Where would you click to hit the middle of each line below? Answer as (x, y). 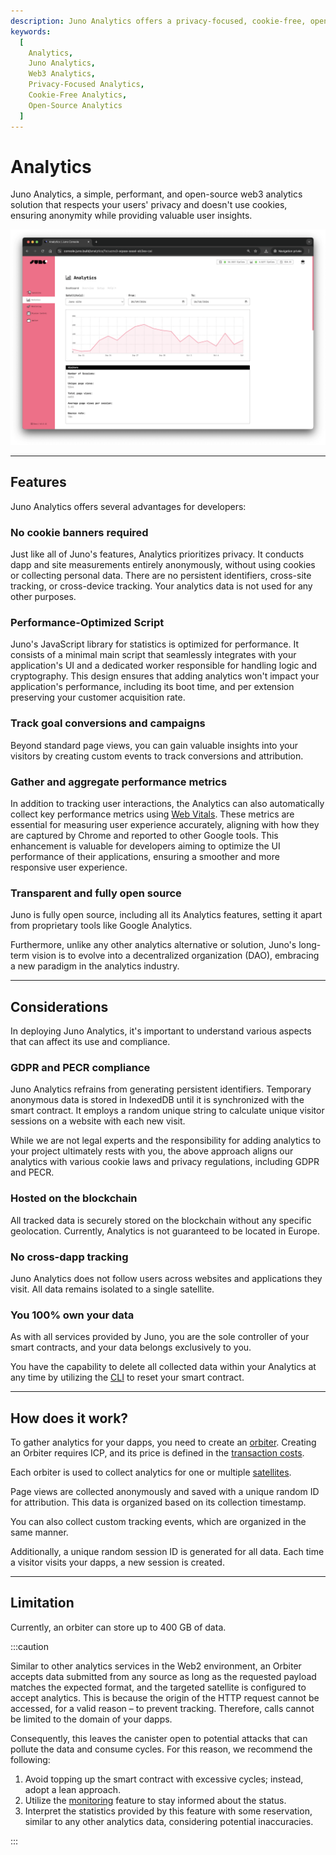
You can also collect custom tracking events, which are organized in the (158, 1522)
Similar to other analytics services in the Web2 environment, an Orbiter (156, 1666)
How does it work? (69, 1418)
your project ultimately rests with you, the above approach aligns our (152, 1151)
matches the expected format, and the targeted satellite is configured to (158, 1687)
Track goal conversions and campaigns (108, 723)
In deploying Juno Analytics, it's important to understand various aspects (161, 1031)
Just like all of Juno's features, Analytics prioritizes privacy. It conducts (157, 554)
